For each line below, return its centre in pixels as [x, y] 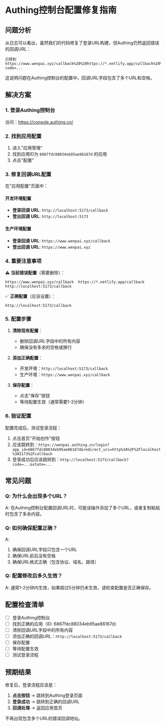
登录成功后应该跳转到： [36, 459]
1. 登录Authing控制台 [30, 111]
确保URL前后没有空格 [34, 556]
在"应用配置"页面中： [27, 186]
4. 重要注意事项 [23, 261]
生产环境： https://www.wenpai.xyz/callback [65, 375]
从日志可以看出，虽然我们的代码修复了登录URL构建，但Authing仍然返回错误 [82, 43]
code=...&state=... [32, 464]
